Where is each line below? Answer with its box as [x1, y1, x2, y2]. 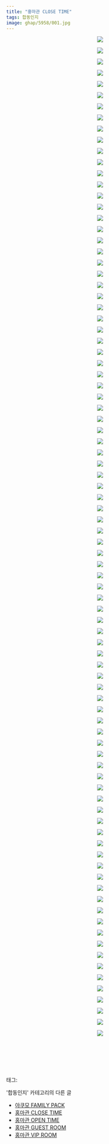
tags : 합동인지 [6, 14, 39, 20]
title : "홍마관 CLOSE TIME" [6, 8, 73, 15]
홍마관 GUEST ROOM [14, 1124, 67, 1131]
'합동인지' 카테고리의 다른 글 [6, 1089, 71, 1096]
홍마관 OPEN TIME [14, 1117, 60, 1124]
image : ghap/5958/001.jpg [6, 20, 70, 26]
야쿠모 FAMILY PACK [14, 1102, 66, 1109]
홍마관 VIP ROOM [14, 1131, 57, 1139]
